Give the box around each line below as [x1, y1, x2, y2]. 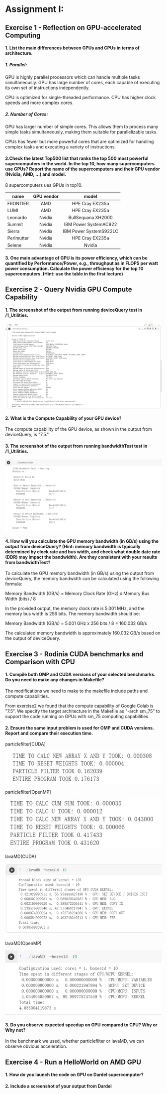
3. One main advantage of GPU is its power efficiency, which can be [5, 255, 148, 261]
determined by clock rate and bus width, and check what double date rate [5, 549, 161, 555]
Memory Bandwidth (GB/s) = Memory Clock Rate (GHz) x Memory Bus [5, 591, 150, 597]
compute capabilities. [5, 693, 49, 699]
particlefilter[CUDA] [5, 741, 46, 747]
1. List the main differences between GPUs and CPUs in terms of [5, 45, 140, 51]
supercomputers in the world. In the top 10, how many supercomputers [5, 160, 155, 166]
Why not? [5, 1027, 26, 1033]
